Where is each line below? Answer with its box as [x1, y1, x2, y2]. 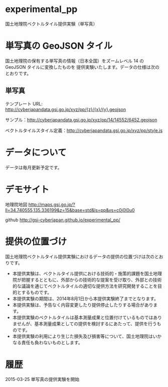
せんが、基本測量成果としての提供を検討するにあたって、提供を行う [17, 320, 157, 327]
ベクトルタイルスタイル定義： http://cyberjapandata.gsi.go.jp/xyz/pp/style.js [5, 127, 163, 134]
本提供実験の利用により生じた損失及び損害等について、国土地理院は [12, 333, 153, 339]
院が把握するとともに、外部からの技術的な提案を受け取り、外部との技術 [12, 277, 162, 283]
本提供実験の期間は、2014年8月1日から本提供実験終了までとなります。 [12, 295, 159, 302]
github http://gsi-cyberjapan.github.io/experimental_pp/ [5, 217, 120, 223]
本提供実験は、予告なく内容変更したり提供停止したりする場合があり [12, 302, 153, 308]
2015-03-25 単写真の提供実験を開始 [5, 376, 80, 382]
